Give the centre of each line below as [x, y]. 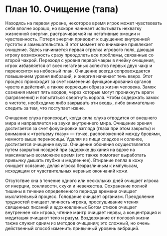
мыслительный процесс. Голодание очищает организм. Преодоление [80, 196]
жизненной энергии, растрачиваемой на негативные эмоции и [73, 33]
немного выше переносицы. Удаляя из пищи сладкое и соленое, [74, 139]
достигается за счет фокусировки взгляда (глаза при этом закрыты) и [80, 128]
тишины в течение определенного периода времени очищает [71, 191]
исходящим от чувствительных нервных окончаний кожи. [67, 170]
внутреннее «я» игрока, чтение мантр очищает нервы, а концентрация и [83, 212]
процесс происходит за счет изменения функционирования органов [78, 81]
